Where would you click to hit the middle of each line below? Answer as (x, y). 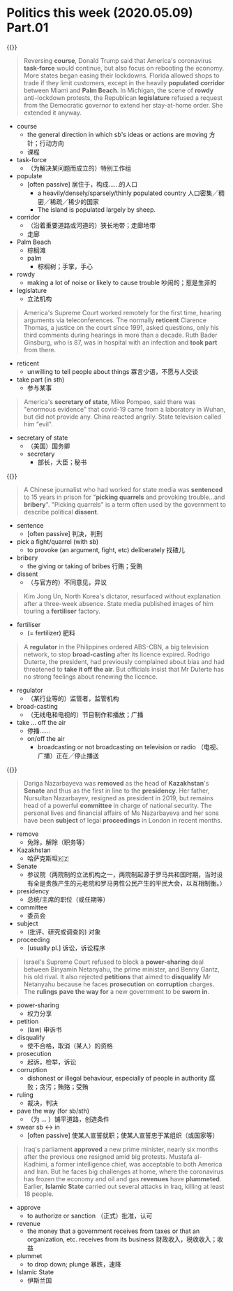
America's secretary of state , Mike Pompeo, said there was (110, 402)
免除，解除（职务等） (58, 842)
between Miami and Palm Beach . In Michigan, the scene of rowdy (119, 90)
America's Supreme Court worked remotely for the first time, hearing (122, 312)
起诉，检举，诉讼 (52, 1062)
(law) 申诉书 (44, 1030)
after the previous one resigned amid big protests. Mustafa (108, 1156)
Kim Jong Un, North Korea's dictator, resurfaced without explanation (122, 596)
